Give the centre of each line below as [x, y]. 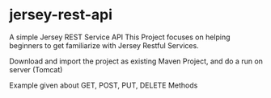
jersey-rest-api [61, 15]
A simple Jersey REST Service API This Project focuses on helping [120, 37]
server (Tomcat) [36, 69]
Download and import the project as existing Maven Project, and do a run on [136, 61]
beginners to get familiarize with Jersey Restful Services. [104, 45]
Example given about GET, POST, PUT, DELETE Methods [104, 85]
